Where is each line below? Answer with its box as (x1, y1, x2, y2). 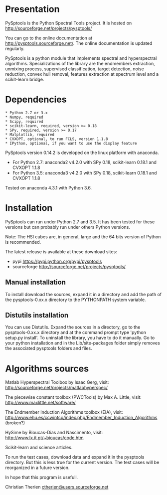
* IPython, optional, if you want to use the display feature (5, 141, 137, 146)
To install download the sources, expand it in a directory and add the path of (5, 291, 162, 297)
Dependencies (5, 94, 67, 105)
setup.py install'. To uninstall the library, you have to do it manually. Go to (5, 335, 155, 341)
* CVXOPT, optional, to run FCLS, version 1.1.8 (5, 136, 108, 142)
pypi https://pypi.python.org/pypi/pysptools (12, 258, 102, 264)
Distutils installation (5, 311, 69, 320)
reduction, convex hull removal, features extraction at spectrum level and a (5, 71, 159, 77)
